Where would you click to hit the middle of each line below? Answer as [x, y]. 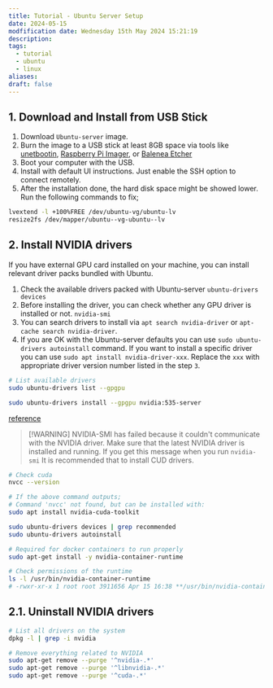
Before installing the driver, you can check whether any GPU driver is [136, 305]
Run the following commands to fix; [80, 197]
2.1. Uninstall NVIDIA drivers [81, 612]
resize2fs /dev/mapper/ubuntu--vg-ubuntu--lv [87, 220]
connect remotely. [50, 180]
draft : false [30, 84]
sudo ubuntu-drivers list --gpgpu [67, 388]
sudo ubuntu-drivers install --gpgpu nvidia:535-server [105, 403]
